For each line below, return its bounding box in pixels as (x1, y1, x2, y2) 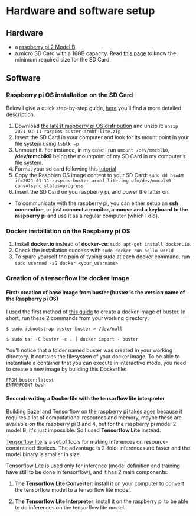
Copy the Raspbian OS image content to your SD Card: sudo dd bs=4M (14, 171, 184, 178)
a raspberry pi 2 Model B (14, 43, 76, 50)
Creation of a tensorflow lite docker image (6, 274, 130, 282)
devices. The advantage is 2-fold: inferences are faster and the (36, 444, 190, 451)
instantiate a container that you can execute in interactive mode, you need (6, 360, 187, 367)
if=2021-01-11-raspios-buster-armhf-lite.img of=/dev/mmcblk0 (14, 178, 171, 184)
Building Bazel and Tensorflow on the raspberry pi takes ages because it (6, 408, 183, 415)
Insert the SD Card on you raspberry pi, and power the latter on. (14, 188, 170, 195)
